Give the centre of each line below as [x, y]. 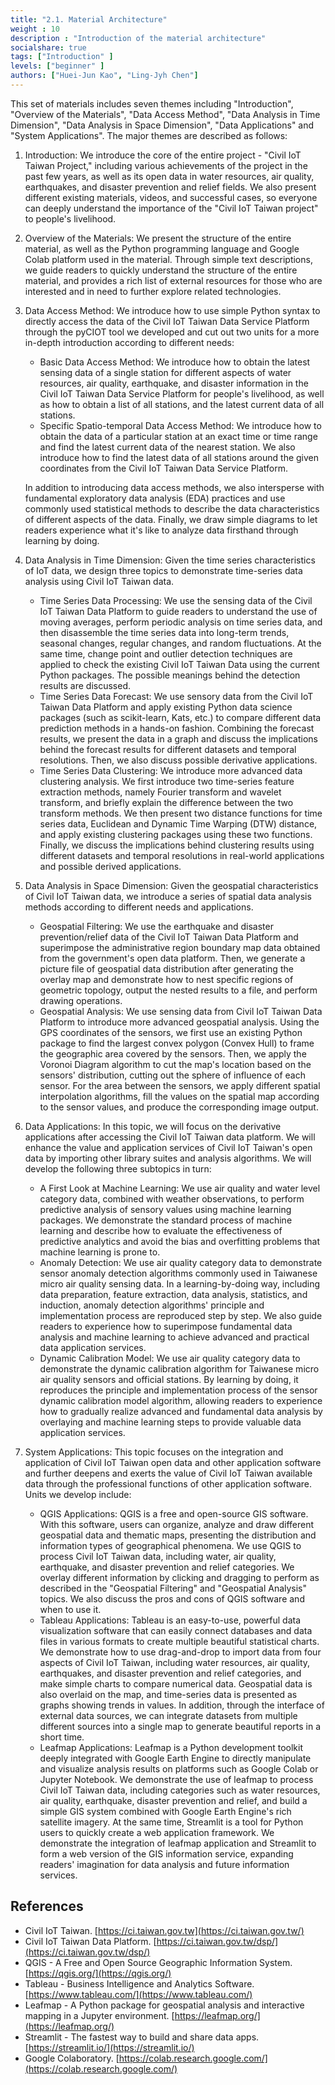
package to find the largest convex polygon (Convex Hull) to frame [177, 1043]
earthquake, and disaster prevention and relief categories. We [167, 1567]
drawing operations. [81, 1000]
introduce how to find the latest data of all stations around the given [179, 457]
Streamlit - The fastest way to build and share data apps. [142, 2037]
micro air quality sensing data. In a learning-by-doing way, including [179, 1283]
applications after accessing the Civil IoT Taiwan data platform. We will [170, 1137]
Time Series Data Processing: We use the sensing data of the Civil [176, 600]
